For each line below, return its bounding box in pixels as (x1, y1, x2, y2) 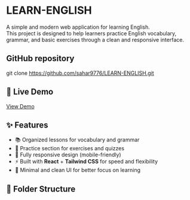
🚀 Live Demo (6, 87, 54, 97)
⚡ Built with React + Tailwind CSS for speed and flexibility (14, 158, 158, 165)
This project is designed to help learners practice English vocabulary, (6, 29, 177, 37)
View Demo (6, 102, 35, 110)
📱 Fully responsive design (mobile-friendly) (14, 151, 121, 159)
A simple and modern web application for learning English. (6, 23, 151, 31)
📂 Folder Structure (6, 184, 76, 194)
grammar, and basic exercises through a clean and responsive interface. (6, 36, 184, 43)
